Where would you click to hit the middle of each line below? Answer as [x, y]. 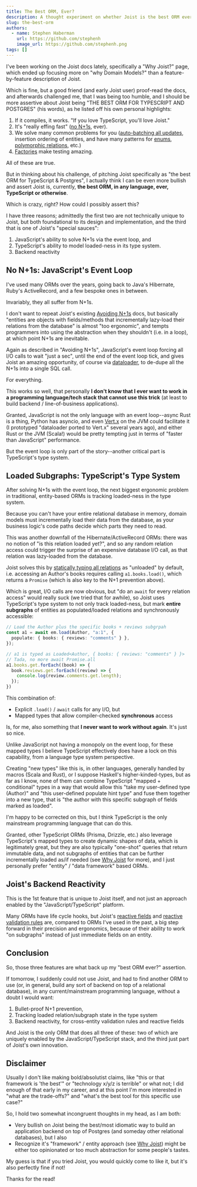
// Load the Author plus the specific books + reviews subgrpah [86, 627]
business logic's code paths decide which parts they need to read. [86, 526]
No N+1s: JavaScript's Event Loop [69, 270]
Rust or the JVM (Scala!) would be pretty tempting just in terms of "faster [94, 433]
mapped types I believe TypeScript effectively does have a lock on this [91, 751]
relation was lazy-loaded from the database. [60, 556]
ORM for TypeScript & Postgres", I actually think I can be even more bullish [96, 180]
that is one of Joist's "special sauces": [52, 228]
